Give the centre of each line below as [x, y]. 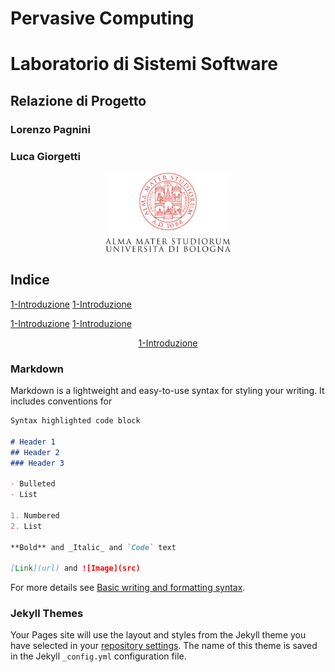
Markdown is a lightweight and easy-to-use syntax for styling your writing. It [167, 391]
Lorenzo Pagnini [50, 129]
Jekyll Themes [47, 614]
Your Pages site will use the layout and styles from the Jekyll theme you [158, 635]
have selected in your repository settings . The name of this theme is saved [164, 646]
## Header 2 [35, 452]
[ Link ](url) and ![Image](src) [75, 568]
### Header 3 [37, 463]
